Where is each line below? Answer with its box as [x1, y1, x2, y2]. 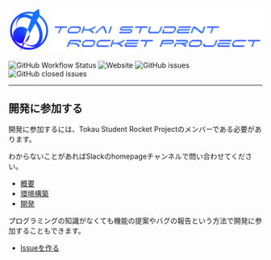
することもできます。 [15, 226, 86, 236]
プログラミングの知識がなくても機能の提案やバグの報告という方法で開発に [8, 216, 256, 225]
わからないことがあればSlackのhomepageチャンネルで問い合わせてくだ [8, 151, 246, 161]
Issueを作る [19, 243, 60, 253]
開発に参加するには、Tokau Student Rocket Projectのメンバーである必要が [8, 125, 256, 134]
